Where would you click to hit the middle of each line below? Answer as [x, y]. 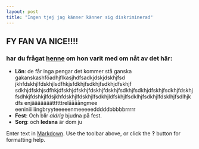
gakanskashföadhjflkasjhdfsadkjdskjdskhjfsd [70, 77]
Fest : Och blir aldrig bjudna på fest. [58, 116]
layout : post [22, 12]
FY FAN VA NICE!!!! [42, 41]
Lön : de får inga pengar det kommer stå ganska [73, 72]
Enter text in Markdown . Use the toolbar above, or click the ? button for [93, 134]
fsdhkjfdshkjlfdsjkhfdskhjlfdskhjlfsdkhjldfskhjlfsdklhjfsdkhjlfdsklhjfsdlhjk [103, 97]
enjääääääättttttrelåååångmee [61, 103]
